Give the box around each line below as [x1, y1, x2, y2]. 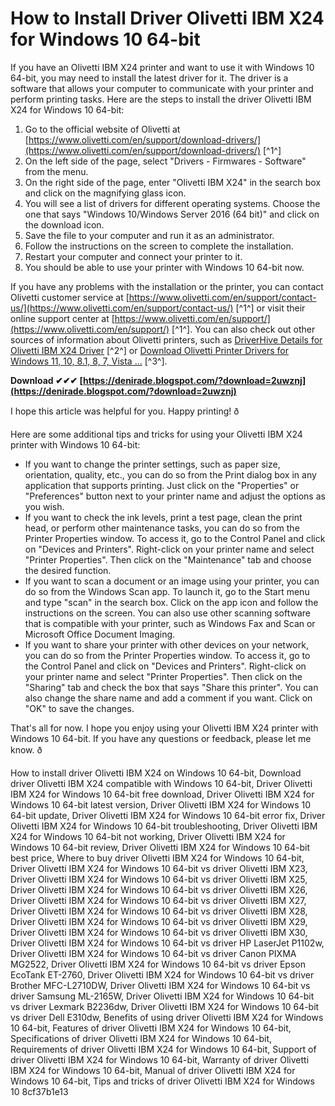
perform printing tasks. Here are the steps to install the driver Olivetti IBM [10, 93, 312, 105]
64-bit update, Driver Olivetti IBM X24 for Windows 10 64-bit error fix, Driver [10, 809, 326, 821]
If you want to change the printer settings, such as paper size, [24, 458, 281, 470]
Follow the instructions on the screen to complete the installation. [24, 240, 294, 252]
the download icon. [24, 218, 105, 231]
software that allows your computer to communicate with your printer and [10, 82, 314, 94]
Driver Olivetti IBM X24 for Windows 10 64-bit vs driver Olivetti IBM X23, [10, 862, 308, 874]
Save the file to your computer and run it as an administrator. [24, 229, 275, 241]
